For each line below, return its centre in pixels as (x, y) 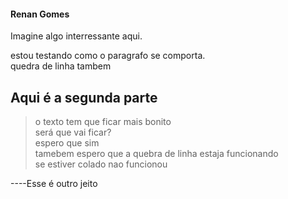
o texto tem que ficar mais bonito (103, 122)
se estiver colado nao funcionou (101, 164)
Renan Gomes (40, 14)
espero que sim (67, 143)
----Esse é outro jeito (54, 184)
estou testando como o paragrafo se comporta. (108, 56)
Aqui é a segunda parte (84, 97)
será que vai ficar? (73, 132)
